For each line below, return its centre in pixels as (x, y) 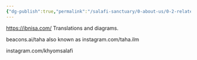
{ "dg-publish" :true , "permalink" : (47, 11)
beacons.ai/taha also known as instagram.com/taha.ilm (73, 39)
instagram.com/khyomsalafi (40, 51)
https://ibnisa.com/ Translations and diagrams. (62, 28)
